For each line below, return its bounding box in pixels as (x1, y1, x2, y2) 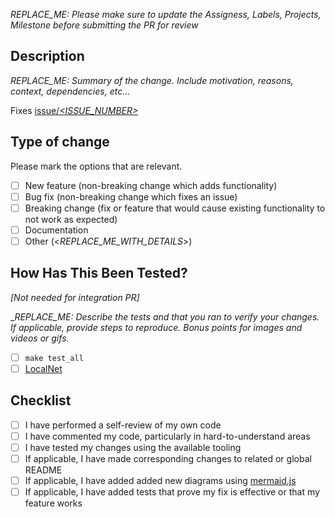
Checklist (10, 392, 72, 409)
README (24, 464, 63, 476)
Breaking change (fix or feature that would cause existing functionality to (24, 202, 326, 214)
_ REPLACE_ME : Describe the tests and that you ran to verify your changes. (10, 310, 320, 323)
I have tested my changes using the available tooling (24, 441, 242, 453)
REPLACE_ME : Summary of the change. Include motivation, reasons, (10, 74, 294, 86)
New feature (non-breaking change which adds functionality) (24, 179, 278, 191)
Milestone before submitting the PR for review (10, 19, 199, 31)
